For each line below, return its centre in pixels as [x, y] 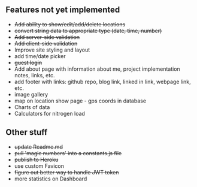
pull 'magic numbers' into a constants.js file [68, 153]
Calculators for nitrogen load [49, 113]
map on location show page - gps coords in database [80, 101]
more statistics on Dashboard [51, 179]
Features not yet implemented [63, 10]
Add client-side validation [46, 43]
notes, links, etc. [34, 75]
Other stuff [27, 132]
